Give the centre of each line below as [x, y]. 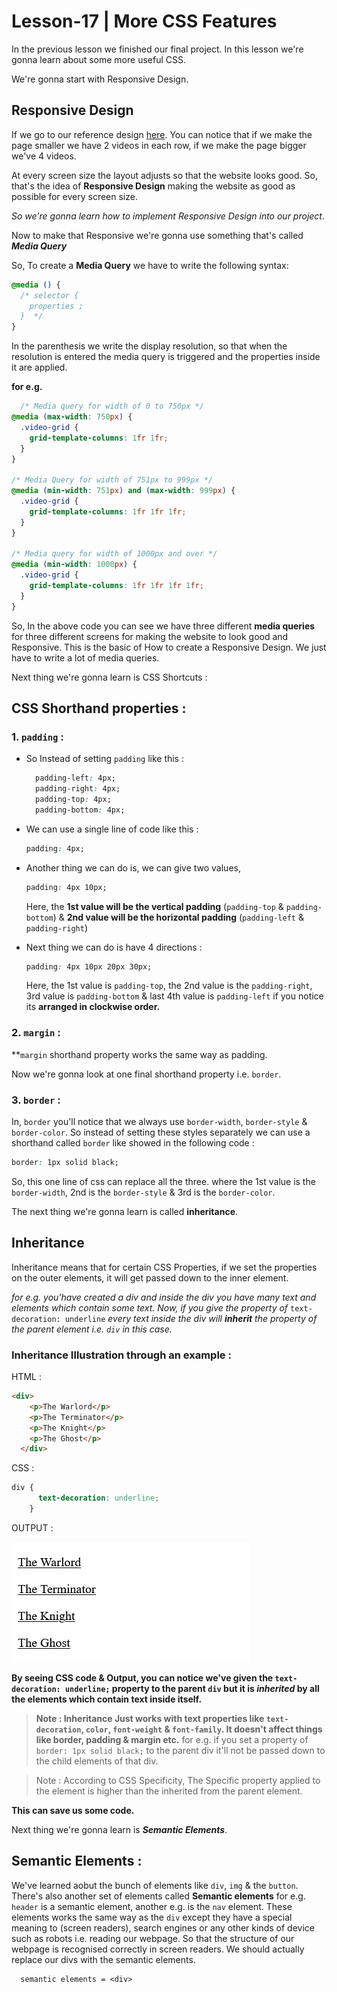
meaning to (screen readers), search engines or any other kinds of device [163, 1927]
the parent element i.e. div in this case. [92, 1329]
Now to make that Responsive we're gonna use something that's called [157, 235]
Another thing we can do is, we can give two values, [133, 867]
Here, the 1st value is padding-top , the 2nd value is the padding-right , [169, 986]
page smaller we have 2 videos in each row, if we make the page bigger [159, 145]
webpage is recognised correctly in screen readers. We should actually [158, 1949]
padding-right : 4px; [78, 789]
